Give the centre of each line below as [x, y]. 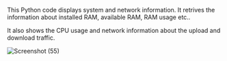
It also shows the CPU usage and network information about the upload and [114, 30]
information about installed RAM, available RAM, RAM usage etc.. [99, 17]
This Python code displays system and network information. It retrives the [111, 10]
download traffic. [31, 38]
